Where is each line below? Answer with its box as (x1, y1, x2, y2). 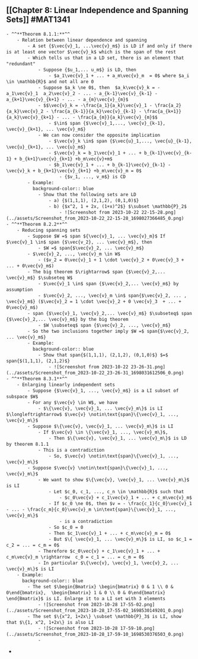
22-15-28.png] (141, 209, 177, 215)
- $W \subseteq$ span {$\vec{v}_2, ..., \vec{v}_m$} (37, 322, 171, 328)
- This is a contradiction (37, 447, 105, 453)
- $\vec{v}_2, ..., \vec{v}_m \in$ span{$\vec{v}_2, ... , (37, 292, 187, 298)
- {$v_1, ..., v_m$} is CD (59, 174, 126, 179)
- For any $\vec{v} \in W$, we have (27, 399, 118, 405)
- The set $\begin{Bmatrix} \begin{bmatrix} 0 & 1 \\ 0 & (27, 584, 174, 589)
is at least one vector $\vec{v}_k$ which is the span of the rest (6, 49, 177, 55)
